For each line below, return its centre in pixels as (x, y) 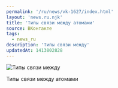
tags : (13, 34)
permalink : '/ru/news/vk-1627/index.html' (60, 12)
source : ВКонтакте (29, 28)
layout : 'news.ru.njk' (34, 17)
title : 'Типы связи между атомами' (51, 23)
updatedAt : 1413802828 (34, 51)
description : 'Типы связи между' (48, 45)
